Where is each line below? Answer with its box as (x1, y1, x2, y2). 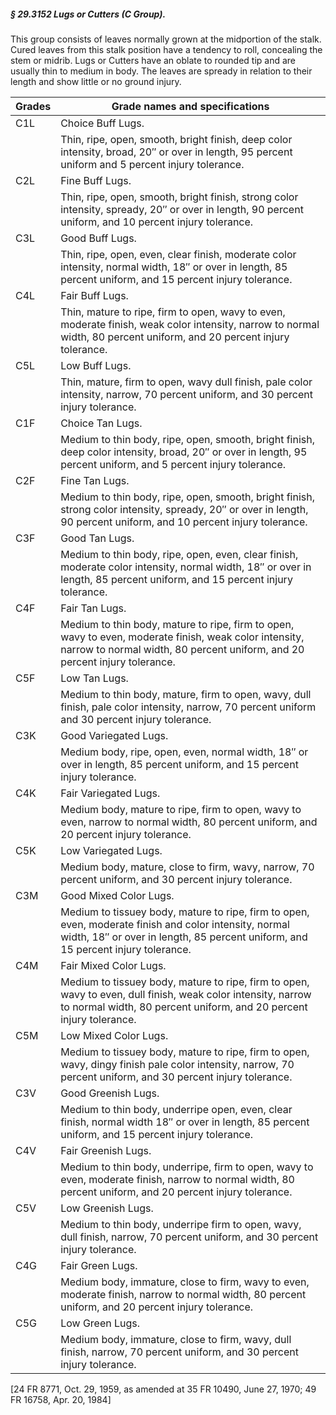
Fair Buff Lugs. (60, 288, 129, 302)
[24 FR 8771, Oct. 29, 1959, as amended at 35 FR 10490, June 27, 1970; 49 (10, 1383, 317, 1395)
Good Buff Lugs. (60, 231, 137, 245)
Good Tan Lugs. (60, 531, 135, 545)
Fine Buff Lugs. (60, 173, 132, 187)
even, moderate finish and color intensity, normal (60, 917, 290, 931)
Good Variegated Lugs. (60, 728, 169, 742)
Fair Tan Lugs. (60, 601, 127, 615)
